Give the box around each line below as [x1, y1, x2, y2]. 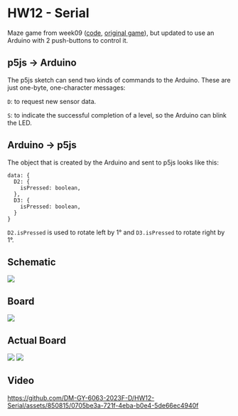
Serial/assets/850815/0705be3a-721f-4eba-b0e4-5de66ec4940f [7, 401, 199, 410]
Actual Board [7, 334, 66, 346]
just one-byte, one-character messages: [7, 83, 126, 92]
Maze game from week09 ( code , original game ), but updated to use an [7, 28, 215, 37]
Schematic [7, 256, 56, 268]
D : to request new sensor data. [7, 97, 97, 105]
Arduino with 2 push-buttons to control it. [7, 36, 129, 44]
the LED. [7, 118, 32, 127]
